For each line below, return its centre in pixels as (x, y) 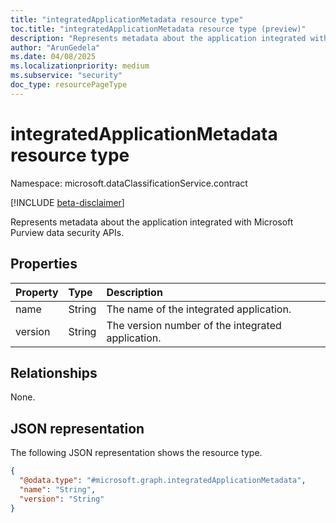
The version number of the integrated (194, 325)
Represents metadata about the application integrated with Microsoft (152, 222)
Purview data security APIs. (67, 232)
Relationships (54, 372)
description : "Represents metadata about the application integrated (158, 38)
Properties (44, 264)
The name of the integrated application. (199, 309)
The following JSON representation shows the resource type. (136, 453)
